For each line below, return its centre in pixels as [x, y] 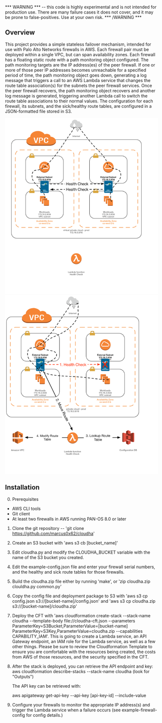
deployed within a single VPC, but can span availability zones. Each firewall [80, 54]
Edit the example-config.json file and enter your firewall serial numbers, [83, 567]
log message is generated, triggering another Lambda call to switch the [76, 96]
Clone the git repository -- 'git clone [48, 528]
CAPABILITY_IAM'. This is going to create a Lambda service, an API [79, 636]
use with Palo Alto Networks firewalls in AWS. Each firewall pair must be [77, 49]
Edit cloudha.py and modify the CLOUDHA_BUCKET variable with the [81, 552]
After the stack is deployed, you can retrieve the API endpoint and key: [83, 666]
